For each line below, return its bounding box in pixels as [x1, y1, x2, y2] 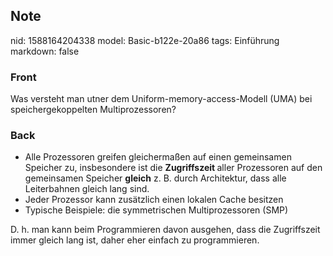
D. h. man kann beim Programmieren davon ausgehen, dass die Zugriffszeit [10, 224, 321, 236]
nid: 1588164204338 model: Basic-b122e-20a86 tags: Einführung [10, 34, 280, 46]
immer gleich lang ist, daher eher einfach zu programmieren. [10, 234, 260, 246]
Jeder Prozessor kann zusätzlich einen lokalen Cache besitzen [24, 194, 284, 206]
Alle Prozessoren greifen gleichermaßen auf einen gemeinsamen [24, 151, 292, 163]
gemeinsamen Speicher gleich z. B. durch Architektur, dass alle [24, 172, 287, 184]
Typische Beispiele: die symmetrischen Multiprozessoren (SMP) [24, 204, 289, 216]
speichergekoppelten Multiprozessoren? [10, 104, 177, 116]
